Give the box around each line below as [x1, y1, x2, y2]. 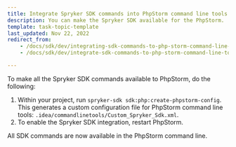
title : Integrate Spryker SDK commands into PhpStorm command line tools [7, 10, 228, 17]
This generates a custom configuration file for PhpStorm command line [17, 103, 223, 111]
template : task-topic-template [7, 23, 99, 30]
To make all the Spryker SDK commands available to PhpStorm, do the [7, 74, 211, 83]
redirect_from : [7, 36, 52, 43]
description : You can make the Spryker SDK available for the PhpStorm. [7, 17, 225, 24]
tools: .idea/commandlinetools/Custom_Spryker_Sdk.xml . [17, 110, 179, 119]
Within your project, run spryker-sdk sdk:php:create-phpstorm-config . [17, 95, 222, 104]
